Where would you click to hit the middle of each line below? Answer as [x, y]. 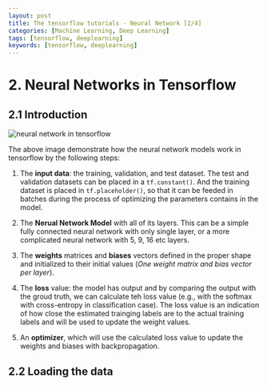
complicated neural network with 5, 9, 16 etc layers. [105, 240]
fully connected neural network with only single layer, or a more [125, 231]
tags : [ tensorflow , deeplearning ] [66, 38]
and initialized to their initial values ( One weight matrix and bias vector [135, 264]
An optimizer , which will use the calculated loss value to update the [132, 338]
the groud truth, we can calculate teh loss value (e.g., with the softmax [136, 296]
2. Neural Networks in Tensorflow [122, 85]
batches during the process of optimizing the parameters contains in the [139, 199]
